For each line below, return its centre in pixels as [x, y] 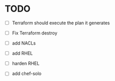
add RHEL [22, 53]
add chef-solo [26, 73]
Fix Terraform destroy [35, 33]
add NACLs [24, 43]
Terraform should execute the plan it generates [61, 23]
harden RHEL [26, 63]
